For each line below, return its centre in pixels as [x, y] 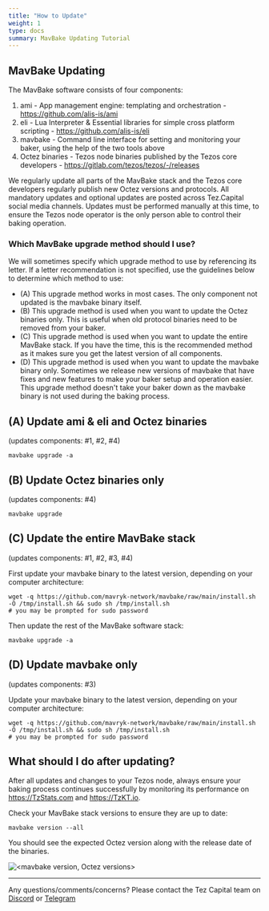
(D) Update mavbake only [73, 665]
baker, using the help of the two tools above [92, 148]
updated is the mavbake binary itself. [81, 302]
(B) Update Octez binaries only [86, 480]
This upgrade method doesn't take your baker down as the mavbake [133, 388]
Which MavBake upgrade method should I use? [102, 244]
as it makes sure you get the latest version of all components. [121, 354]
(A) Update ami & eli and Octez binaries [108, 421]
